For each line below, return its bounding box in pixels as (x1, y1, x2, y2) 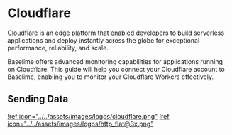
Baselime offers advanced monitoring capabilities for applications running (7, 57, 223, 65)
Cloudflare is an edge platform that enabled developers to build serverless (7, 28, 225, 37)
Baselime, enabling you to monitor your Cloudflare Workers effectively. (7, 72, 214, 81)
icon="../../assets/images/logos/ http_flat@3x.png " (7, 119, 154, 128)
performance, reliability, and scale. (7, 43, 109, 52)
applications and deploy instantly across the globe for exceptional (7, 36, 200, 44)
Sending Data (7, 93, 69, 105)
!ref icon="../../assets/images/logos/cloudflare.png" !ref (7, 112, 170, 120)
